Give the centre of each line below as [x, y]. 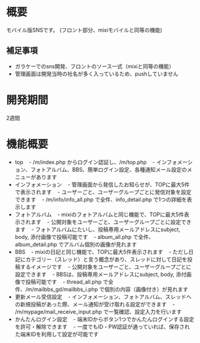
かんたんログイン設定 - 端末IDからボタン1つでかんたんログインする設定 [104, 319]
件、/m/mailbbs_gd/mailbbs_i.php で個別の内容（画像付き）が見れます [101, 289]
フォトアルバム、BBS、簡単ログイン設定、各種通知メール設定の [109, 169]
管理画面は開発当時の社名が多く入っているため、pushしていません [96, 74]
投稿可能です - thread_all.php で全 [69, 281]
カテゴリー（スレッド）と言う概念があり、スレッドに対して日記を [106, 259]
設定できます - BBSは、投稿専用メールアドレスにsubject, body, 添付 [101, 274]
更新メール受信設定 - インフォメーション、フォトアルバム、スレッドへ [103, 296]
